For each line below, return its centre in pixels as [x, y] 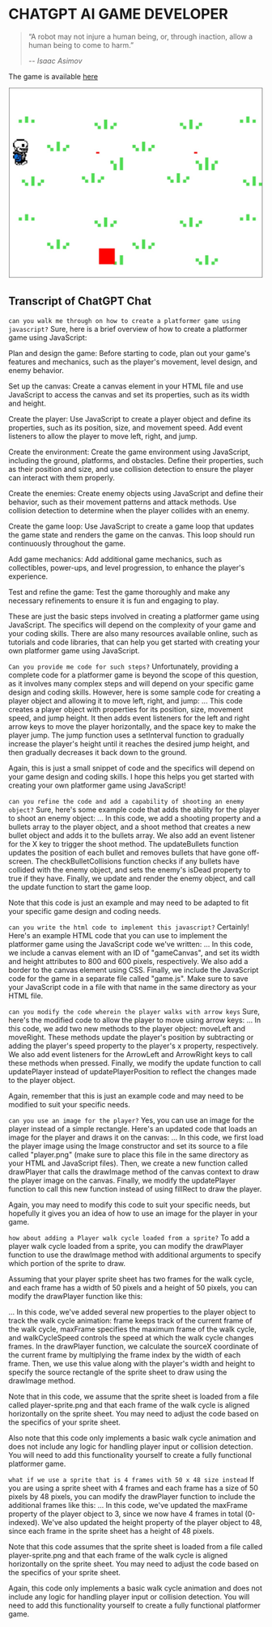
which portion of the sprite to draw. [67, 1264]
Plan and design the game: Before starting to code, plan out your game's [130, 354]
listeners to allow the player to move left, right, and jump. [103, 436]
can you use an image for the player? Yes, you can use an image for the [132, 1120]
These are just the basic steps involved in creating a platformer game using [134, 617]
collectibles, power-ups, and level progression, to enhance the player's [127, 568]
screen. [21, 861]
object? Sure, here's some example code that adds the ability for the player [134, 809]
